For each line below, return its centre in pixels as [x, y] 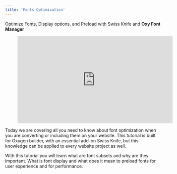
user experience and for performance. [44, 166]
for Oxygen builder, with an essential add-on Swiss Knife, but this [72, 141]
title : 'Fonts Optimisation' [35, 10]
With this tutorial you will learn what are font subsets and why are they [77, 155]
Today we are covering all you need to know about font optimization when [81, 130]
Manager [15, 29]
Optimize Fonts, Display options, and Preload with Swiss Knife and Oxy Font [83, 24]
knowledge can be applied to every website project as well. [66, 146]
